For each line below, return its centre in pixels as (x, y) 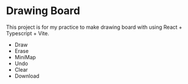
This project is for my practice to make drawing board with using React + (94, 27)
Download (27, 76)
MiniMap (25, 57)
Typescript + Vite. (28, 33)
